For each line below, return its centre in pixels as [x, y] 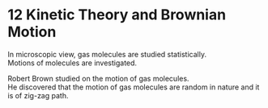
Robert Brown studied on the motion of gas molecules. [98, 78]
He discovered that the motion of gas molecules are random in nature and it [134, 87]
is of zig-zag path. [38, 95]
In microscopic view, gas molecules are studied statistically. [107, 54]
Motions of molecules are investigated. [72, 63]
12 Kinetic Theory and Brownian [117, 15]
